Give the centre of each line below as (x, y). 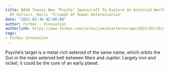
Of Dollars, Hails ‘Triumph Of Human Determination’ (66, 15)
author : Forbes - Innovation (36, 24)
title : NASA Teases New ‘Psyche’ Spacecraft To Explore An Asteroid (78, 10)
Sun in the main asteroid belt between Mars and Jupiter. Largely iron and (80, 57)
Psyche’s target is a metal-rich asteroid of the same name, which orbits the (83, 52)
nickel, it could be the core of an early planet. (52, 63)
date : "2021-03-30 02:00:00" (36, 19)
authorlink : (18, 29)
